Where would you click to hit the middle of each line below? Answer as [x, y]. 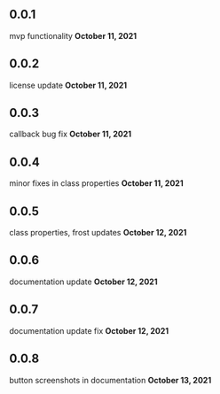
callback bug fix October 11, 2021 [71, 134]
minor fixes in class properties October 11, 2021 [96, 183]
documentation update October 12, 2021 [83, 282]
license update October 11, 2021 [68, 85]
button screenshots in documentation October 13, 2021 [110, 380]
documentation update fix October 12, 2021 [89, 330]
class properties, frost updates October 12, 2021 [98, 233]
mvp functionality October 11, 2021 [73, 35]
